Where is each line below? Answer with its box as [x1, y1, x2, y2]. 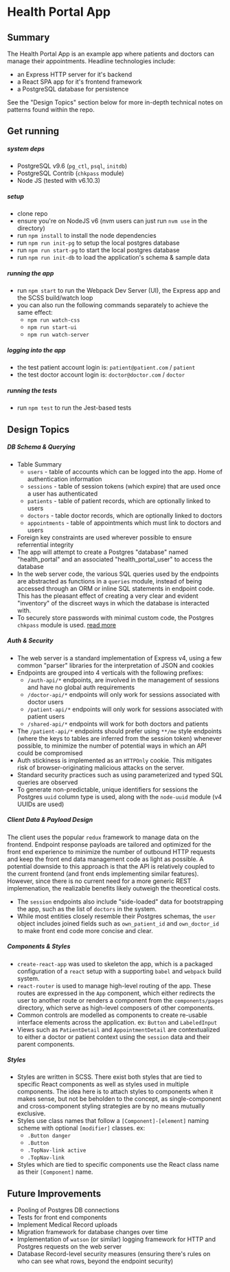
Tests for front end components [16, 1214, 107, 1222]
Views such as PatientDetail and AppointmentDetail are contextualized [16, 1025, 220, 1034]
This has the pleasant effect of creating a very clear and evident [16, 592, 199, 600]
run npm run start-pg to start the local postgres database [16, 246, 180, 254]
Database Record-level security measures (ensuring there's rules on [16, 1250, 211, 1258]
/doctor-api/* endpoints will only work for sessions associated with [27, 690, 220, 698]
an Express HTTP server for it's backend [16, 70, 133, 78]
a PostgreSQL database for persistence [16, 85, 129, 93]
